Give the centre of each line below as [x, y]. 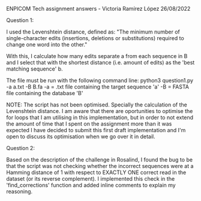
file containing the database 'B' [45, 93]
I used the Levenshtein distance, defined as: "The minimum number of [93, 32]
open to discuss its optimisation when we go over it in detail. [81, 136]
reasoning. [19, 191]
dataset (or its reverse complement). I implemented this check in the [91, 179]
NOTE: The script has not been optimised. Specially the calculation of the [97, 105]
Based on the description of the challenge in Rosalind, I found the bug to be [100, 160]
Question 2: [20, 148]
